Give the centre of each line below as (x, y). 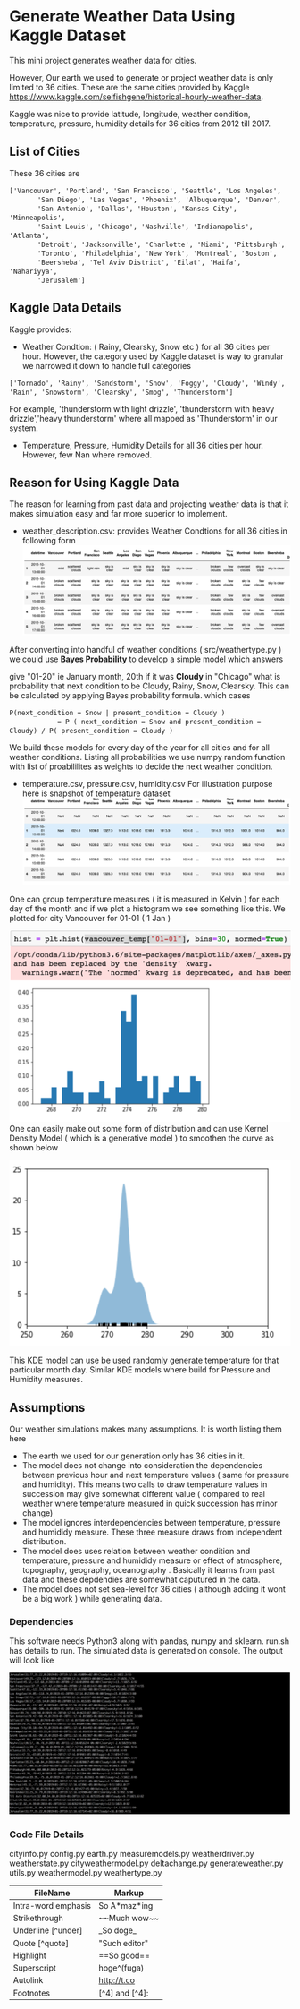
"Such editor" (124, 1943)
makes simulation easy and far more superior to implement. (118, 514)
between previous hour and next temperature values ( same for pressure (156, 1475)
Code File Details (47, 1834)
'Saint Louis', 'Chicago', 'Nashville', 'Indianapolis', (145, 227)
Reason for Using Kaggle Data (94, 482)
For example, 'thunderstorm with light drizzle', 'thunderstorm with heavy (142, 408)
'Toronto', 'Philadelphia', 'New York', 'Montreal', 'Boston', (157, 253)
